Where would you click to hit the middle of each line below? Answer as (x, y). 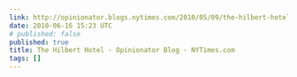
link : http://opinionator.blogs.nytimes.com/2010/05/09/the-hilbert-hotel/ (152, 17)
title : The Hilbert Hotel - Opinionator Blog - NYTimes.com (122, 50)
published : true (39, 42)
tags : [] (25, 58)
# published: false (45, 34)
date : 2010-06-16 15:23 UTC (61, 26)
